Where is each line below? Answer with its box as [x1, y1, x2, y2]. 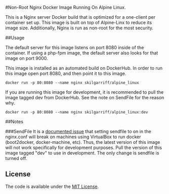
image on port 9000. [5, 55, 48, 61]
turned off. [5, 156, 27, 161]
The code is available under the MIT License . [5, 183, 99, 189]
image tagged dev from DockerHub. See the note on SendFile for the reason [5, 95, 164, 100]
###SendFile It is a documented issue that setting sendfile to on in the [5, 129, 151, 134]
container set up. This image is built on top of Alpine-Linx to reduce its [5, 20, 152, 25]
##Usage [5, 35, 25, 41]
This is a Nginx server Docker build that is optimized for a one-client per [5, 14, 156, 20]
